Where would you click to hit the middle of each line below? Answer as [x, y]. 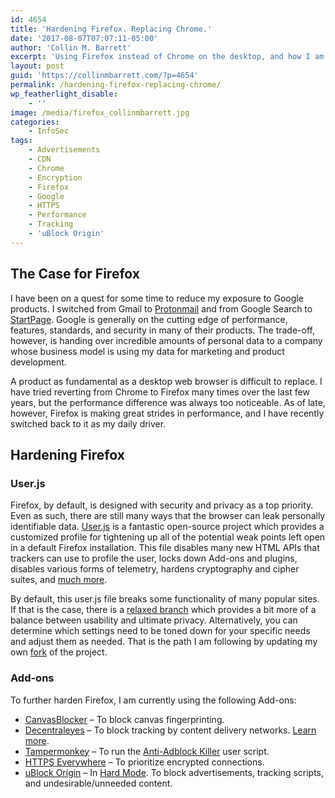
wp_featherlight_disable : [64, 94]
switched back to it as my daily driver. [88, 423]
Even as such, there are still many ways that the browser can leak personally [168, 516]
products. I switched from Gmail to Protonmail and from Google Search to [161, 308]
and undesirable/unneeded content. [98, 783]
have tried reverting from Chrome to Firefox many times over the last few [160, 392]
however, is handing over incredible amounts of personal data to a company [166, 340]
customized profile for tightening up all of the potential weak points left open [168, 537]
